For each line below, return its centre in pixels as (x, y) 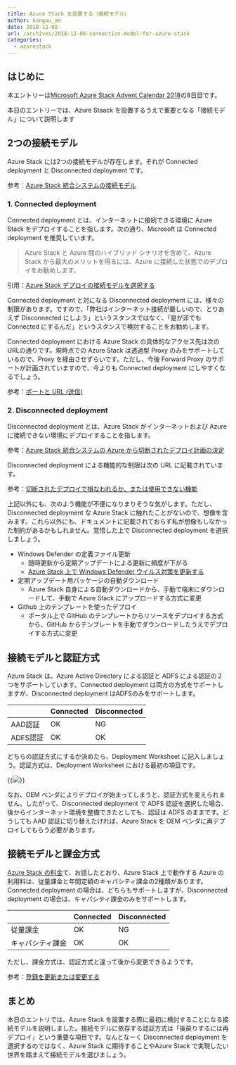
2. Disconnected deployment (58, 410)
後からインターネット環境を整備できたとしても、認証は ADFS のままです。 (115, 812)
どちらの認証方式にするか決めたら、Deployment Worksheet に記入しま (110, 757)
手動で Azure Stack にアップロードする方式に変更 (130, 598)
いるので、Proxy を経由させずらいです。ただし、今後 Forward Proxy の (110, 359)
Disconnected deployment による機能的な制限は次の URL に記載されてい (112, 465)
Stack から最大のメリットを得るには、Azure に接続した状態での (117, 261)
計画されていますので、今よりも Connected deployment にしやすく (123, 367)
